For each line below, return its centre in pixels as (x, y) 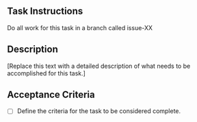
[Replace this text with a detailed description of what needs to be (99, 66)
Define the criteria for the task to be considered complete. (99, 111)
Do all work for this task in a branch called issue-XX (80, 27)
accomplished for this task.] (46, 73)
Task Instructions (45, 11)
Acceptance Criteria (51, 95)
